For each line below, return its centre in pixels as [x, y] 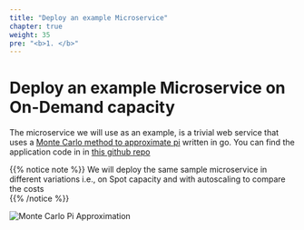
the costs [27, 189]
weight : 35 [30, 35]
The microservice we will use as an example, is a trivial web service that [144, 133]
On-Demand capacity [92, 108]
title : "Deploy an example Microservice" [89, 18]
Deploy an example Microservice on [147, 88]
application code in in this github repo [80, 152]
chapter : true [36, 26]
